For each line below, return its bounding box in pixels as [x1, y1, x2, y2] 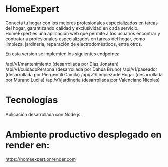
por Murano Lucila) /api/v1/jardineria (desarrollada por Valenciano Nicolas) [5, 77, 160, 83]
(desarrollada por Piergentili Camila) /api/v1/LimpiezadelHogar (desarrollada [5, 71, 163, 77]
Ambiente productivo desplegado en [5, 129, 162, 140]
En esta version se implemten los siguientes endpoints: [5, 51, 120, 57]
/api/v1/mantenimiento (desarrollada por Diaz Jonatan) [5, 61, 119, 67]
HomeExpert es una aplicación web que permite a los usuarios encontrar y [5, 30, 160, 36]
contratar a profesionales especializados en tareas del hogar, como [5, 36, 145, 42]
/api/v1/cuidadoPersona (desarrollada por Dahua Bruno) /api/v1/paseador [5, 66, 158, 72]
